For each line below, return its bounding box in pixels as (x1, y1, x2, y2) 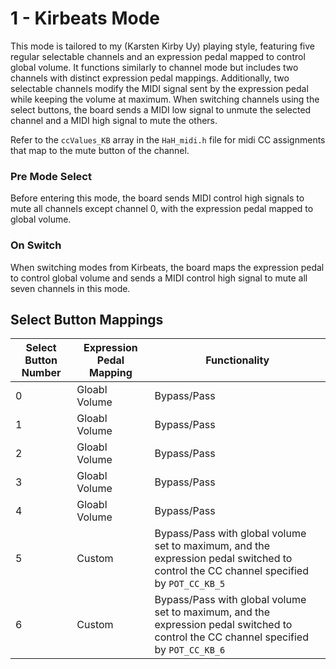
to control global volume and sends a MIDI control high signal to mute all (10, 272, 308, 284)
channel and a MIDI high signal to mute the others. (10, 114, 218, 126)
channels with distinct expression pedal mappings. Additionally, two (10, 72, 290, 84)
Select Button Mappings (10, 311, 164, 328)
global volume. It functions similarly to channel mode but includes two (10, 61, 299, 73)
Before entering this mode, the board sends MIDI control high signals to (10, 192, 305, 204)
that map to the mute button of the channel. (10, 144, 190, 156)
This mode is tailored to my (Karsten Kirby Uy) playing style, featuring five (10, 40, 315, 52)
